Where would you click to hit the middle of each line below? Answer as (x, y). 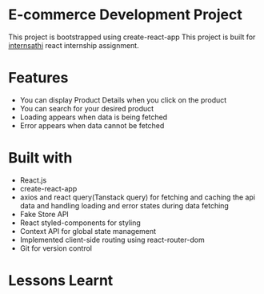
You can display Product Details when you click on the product (123, 100)
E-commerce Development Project (125, 15)
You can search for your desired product (87, 108)
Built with (40, 158)
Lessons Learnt (61, 280)
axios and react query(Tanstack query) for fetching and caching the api (138, 197)
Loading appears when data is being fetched (94, 117)
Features (38, 78)
